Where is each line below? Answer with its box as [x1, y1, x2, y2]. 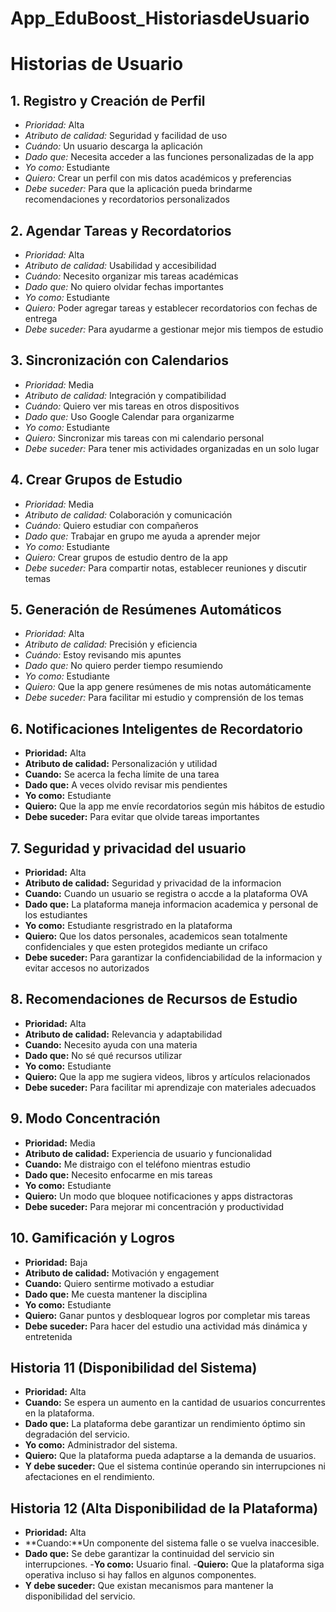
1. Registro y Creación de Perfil [10, 92, 206, 109]
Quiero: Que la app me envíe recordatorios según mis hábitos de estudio [24, 800, 325, 812]
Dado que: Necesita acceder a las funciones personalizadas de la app [24, 151, 314, 163]
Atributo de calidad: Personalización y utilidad [24, 758, 218, 770]
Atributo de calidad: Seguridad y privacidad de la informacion [24, 877, 282, 889]
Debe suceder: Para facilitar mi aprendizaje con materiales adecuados [24, 1081, 317, 1093]
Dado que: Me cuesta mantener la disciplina [24, 1288, 208, 1300]
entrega [24, 313, 58, 324]
